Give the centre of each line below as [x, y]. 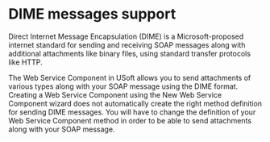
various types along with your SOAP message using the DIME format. [123, 86]
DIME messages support [92, 14]
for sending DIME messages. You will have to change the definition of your [132, 112]
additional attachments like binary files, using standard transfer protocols [130, 53]
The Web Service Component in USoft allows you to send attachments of [130, 77]
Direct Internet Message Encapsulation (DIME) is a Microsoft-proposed [126, 36]
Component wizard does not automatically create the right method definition [135, 103]
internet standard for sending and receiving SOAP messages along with [127, 44]
